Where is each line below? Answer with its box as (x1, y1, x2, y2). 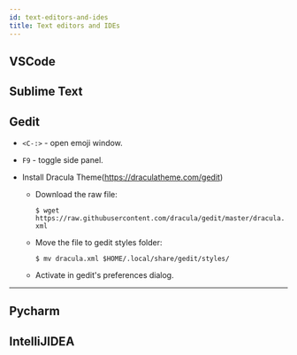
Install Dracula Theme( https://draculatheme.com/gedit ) (21, 172, 224, 182)
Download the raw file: (34, 189, 118, 200)
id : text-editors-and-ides (9, 12, 109, 22)
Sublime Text (9, 84, 83, 99)
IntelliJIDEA (9, 334, 75, 349)
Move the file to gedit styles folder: (34, 237, 163, 248)
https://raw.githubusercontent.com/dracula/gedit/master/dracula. (34, 214, 286, 223)
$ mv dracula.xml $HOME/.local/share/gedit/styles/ (34, 254, 230, 264)
